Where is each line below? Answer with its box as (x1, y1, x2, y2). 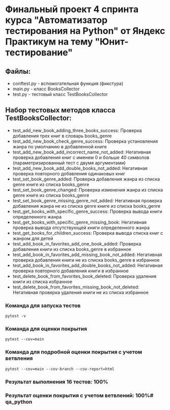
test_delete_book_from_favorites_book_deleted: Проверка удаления (12, 273, 156, 279)
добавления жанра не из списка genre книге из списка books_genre (12, 203, 161, 209)
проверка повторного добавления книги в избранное (12, 268, 129, 274)
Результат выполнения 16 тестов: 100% (5, 378, 109, 385)
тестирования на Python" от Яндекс (5, 25, 165, 37)
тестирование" (5, 47, 73, 58)
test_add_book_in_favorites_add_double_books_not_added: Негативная (12, 262, 163, 268)
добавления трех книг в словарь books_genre (12, 133, 112, 139)
